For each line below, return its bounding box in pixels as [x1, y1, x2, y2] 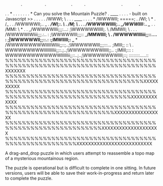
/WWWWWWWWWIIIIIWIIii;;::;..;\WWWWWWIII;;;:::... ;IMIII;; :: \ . [5, 42, 134, 47]
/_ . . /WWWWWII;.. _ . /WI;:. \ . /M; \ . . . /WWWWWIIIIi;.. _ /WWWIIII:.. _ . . [5, 21, 155, 27]
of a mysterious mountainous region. [5, 156, 79, 161]
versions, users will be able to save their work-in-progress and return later [5, 170, 155, 176]
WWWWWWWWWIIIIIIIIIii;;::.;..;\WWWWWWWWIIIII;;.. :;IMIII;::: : [5, 47, 134, 53]
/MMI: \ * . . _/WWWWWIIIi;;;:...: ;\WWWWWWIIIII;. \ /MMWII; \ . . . [5, 26, 137, 32]
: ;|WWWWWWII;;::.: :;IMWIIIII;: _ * [5, 37, 78, 43]
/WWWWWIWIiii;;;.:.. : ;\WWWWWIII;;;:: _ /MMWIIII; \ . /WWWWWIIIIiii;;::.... [5, 32, 157, 37]
